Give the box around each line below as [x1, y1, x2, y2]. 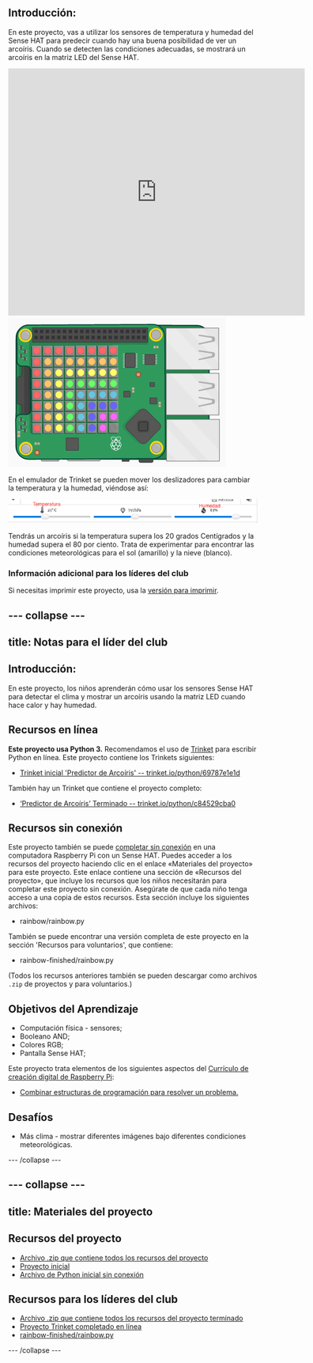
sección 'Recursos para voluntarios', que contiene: [8, 941, 174, 950]
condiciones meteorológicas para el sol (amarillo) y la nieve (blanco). [8, 547, 233, 557]
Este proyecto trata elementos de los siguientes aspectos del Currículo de [8, 1064, 249, 1073]
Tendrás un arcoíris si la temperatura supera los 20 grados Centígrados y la [8, 531, 255, 540]
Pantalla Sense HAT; [19, 1048, 86, 1058]
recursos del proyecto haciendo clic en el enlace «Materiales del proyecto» [8, 859, 253, 869]
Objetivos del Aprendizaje [8, 1002, 139, 1016]
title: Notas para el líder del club [8, 635, 168, 649]
